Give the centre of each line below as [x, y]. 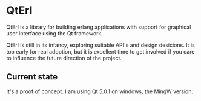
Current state [32, 77]
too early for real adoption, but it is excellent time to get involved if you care [100, 51]
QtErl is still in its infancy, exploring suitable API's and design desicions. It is [100, 45]
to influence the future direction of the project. [64, 58]
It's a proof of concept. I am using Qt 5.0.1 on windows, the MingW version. [100, 91]
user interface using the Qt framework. [55, 33]
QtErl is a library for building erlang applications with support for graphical [99, 27]
